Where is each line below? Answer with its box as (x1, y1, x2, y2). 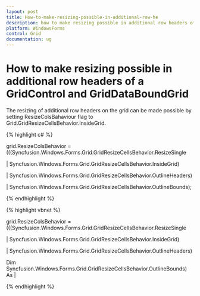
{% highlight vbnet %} (6, 206, 61, 213)
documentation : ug (6, 36, 52, 42)
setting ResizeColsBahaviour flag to (6, 113, 93, 120)
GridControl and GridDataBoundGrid (6, 87, 189, 101)
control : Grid (6, 31, 42, 37)
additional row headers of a (6, 75, 144, 88)
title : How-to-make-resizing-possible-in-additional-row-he (6, 14, 159, 20)
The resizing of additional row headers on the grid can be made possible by (6, 106, 192, 114)
